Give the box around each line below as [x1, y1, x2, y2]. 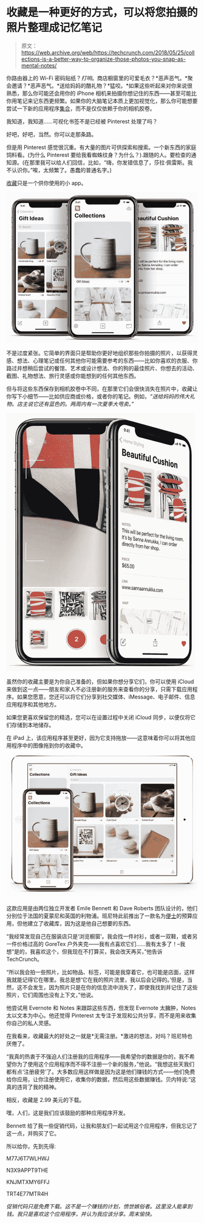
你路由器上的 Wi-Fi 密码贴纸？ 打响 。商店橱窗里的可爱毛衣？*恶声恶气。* [6, 74, 188, 82]
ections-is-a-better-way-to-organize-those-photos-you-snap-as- [21, 55, 186, 63]
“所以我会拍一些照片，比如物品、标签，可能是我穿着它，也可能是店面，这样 [6, 968, 195, 975]
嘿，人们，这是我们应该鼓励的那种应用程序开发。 [6, 1109, 129, 1117]
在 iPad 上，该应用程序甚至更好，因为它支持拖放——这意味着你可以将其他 [6, 734, 191, 741]
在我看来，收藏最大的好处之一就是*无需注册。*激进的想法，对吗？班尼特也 [6, 1032, 193, 1039]
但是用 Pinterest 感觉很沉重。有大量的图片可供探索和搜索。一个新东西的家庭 [6, 144, 197, 151]
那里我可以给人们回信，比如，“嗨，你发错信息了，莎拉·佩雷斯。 [29, 159, 188, 166]
